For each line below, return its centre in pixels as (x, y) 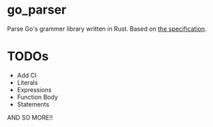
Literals (27, 82)
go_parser (37, 10)
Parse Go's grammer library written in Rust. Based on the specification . (107, 29)
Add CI (27, 75)
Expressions (34, 89)
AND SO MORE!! (30, 117)
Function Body (37, 97)
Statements (33, 104)
